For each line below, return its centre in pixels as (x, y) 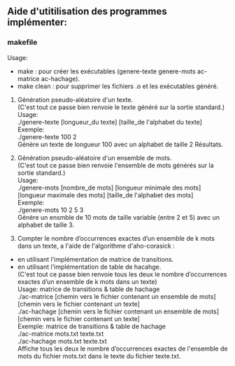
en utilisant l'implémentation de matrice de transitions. (95, 259)
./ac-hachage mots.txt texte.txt (62, 341)
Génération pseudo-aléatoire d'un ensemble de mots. (94, 157)
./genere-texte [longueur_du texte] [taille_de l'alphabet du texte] (110, 122)
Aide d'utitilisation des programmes (87, 12)
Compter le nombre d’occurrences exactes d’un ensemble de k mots (116, 238)
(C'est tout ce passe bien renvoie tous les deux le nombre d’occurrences (122, 274)
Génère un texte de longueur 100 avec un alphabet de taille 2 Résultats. (120, 144)
